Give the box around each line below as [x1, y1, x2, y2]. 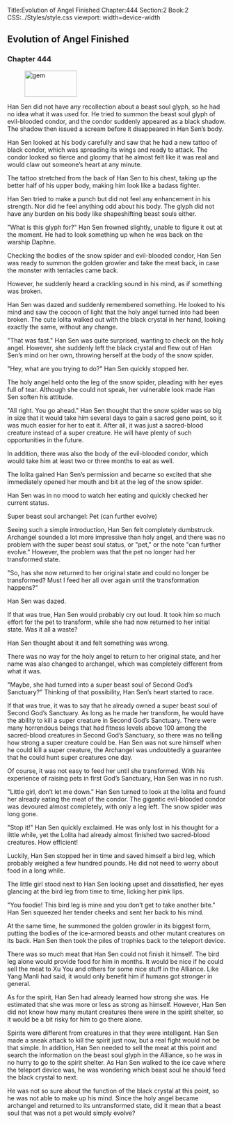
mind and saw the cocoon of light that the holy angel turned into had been [7, 308, 220, 316]
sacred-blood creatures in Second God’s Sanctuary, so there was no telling [7, 731, 223, 739]
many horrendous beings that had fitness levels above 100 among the [7, 724, 207, 732]
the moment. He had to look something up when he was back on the [7, 230, 203, 239]
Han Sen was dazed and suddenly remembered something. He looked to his [7, 300, 225, 309]
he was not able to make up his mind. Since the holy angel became [7, 1093, 199, 1102]
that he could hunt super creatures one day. [7, 753, 134, 761]
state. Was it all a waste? [7, 625, 78, 633]
